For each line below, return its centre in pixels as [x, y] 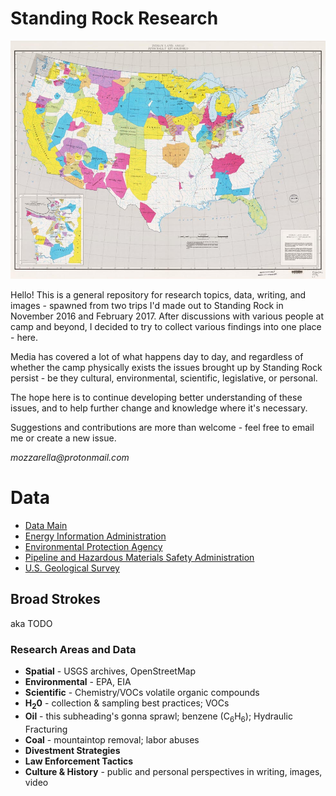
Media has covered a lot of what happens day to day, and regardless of [157, 357]
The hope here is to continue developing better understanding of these [156, 398]
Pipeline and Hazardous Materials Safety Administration [139, 557]
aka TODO [31, 623]
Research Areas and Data [73, 649]
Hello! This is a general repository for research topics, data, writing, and [158, 295]
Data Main [46, 525]
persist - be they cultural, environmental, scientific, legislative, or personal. [164, 378]
